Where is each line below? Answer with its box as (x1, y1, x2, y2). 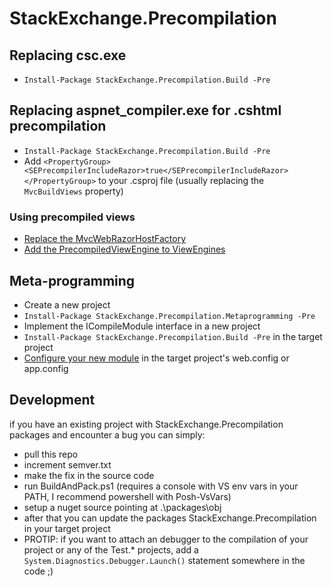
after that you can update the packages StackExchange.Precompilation (23, 512, 317, 524)
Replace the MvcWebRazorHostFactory (23, 233, 187, 245)
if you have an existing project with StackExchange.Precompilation (9, 418, 284, 430)
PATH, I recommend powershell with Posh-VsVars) (23, 490, 232, 502)
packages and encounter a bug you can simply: (9, 428, 206, 441)
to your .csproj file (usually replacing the (98, 174, 265, 186)
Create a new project (23, 298, 111, 311)
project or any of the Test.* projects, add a (23, 543, 199, 556)
